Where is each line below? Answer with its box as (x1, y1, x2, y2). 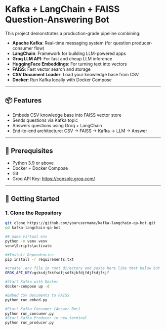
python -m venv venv (5, 238, 48, 243)
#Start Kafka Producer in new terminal (5, 316, 87, 321)
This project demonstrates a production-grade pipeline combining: (5, 30, 141, 36)
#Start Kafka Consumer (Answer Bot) (5, 306, 81, 311)
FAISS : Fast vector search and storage (12, 66, 91, 72)
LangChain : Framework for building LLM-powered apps (12, 50, 126, 56)
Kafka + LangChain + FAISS (5, 3, 120, 15)
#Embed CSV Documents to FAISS (5, 293, 70, 298)
